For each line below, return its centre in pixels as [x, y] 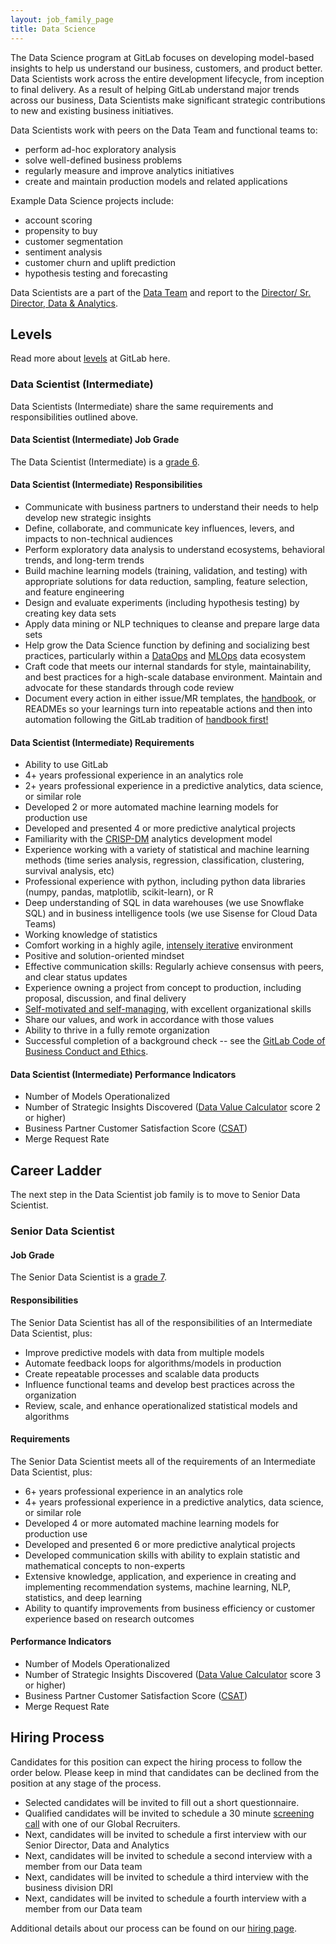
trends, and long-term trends [84, 560]
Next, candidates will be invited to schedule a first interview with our [165, 1834]
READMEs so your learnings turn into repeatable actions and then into [168, 709]
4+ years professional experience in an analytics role [134, 775]
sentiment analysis [63, 252]
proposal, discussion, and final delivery [105, 998]
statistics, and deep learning [83, 1597]
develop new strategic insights [88, 518]
